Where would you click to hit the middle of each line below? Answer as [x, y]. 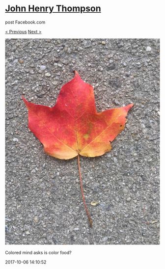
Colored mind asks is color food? [39, 252]
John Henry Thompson [53, 9]
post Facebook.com [25, 22]
